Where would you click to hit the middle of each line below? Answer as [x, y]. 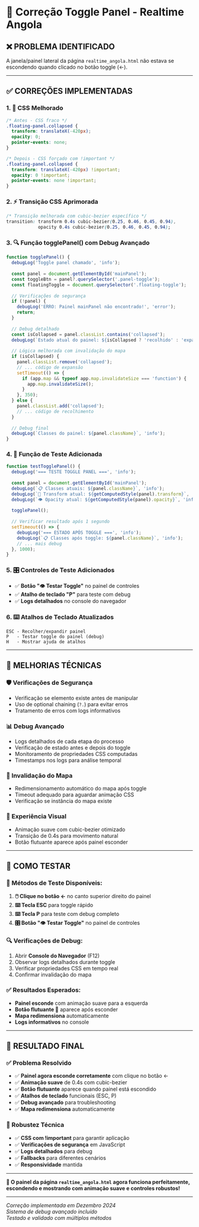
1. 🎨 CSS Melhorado [35, 108]
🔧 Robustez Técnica [35, 1125]
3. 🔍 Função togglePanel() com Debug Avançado [78, 243]
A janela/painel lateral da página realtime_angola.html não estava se [90, 61]
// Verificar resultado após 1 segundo [61, 522]
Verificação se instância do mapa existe [63, 801]
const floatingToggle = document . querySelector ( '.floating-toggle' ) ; [99, 285]
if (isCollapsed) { [36, 357]
